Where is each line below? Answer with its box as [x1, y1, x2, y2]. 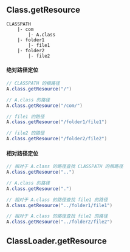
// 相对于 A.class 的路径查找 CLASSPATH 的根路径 [6, 163, 123, 169]
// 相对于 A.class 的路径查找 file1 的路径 [6, 197, 108, 203]
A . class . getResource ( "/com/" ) [6, 103, 83, 109]
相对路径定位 [6, 149, 38, 157]
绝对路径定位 [6, 66, 38, 73]
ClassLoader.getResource [6, 236, 108, 246]
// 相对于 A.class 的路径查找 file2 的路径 [6, 213, 108, 219]
